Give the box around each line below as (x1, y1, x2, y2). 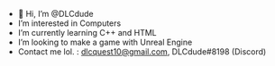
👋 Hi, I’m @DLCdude (17, 9, 94, 19)
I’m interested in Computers (17, 18, 122, 29)
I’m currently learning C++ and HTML (17, 28, 158, 37)
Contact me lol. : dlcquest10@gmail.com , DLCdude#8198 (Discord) (17, 46, 267, 57)
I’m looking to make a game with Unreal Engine (17, 37, 193, 47)
